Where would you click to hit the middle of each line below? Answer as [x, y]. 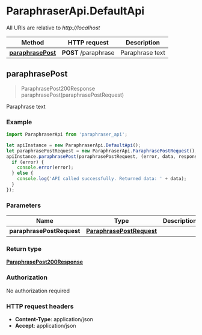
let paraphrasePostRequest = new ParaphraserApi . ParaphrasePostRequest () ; [102, 151]
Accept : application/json [45, 325]
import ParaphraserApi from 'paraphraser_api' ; [67, 134]
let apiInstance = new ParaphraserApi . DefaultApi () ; [74, 145]
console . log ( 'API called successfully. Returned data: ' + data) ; [102, 179]
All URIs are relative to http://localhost [53, 28]
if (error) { [28, 162]
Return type [24, 249]
